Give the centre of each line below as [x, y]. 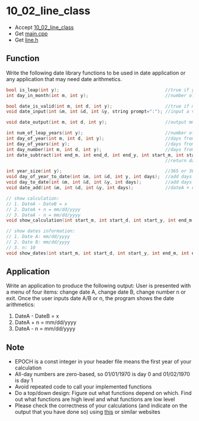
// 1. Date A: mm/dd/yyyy [38, 237]
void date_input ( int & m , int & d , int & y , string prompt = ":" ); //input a [98, 112]
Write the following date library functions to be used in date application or [96, 73]
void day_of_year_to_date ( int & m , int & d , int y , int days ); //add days [99, 177]
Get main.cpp [31, 33]
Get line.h [26, 40]
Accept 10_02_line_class [44, 27]
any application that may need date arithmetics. [64, 79]
